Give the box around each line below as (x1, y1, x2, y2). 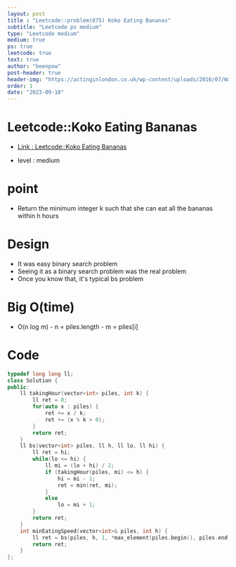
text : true (7, 56, 39, 63)
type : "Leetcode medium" (7, 30, 80, 37)
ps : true (7, 43, 33, 50)
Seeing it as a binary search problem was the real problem (17, 267, 187, 275)
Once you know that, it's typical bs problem (17, 274, 144, 282)
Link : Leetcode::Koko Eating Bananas (17, 142, 127, 151)
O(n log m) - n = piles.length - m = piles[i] (17, 322, 138, 331)
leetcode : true (7, 50, 52, 57)
